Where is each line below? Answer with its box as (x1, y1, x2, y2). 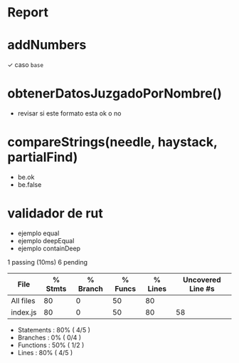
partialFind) (7, 149, 78, 165)
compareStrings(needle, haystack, (7, 134, 218, 150)
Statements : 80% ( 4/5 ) (17, 325, 90, 334)
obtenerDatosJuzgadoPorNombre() (7, 86, 222, 102)
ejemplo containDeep (17, 244, 80, 252)
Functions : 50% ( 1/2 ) (17, 340, 85, 349)
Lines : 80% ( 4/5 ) (17, 348, 73, 357)
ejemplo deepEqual (17, 236, 75, 245)
